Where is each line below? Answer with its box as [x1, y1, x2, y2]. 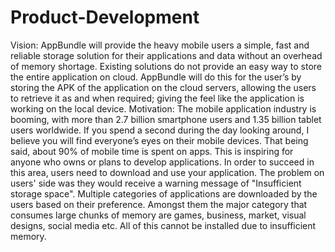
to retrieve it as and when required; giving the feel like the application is [10, 92, 305, 104]
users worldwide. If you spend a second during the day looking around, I [10, 124, 310, 136]
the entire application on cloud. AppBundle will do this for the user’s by [10, 71, 302, 83]
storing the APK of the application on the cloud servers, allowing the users [10, 81, 317, 93]
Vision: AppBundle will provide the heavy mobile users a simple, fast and [10, 39, 310, 51]
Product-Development [10, 6, 200, 29]
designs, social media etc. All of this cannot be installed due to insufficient [10, 219, 317, 231]
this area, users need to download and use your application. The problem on [10, 166, 325, 178]
